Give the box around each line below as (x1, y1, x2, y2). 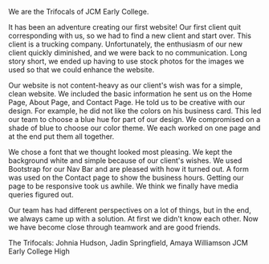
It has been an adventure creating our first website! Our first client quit (8, 22, 242, 31)
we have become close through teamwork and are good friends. (8, 222, 221, 232)
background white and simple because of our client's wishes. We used (8, 156, 243, 165)
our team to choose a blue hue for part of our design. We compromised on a (8, 115, 261, 124)
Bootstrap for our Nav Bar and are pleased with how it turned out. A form (8, 164, 249, 173)
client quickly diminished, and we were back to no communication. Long (8, 48, 247, 57)
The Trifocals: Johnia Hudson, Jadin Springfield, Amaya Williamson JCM (8, 238, 249, 247)
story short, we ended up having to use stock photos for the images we (8, 56, 245, 66)
